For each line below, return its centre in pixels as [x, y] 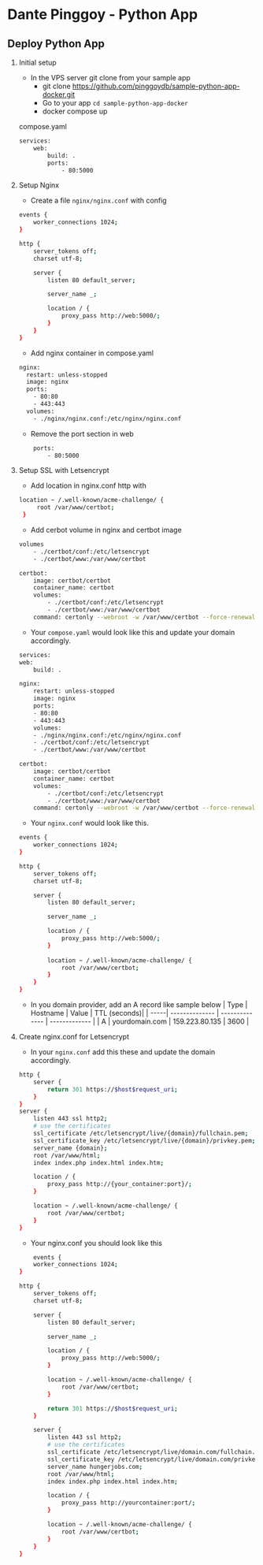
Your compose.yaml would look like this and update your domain [133, 632]
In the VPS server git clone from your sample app [110, 78]
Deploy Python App [56, 44]
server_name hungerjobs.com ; [95, 1466]
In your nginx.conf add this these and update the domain [123, 1052]
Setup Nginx [39, 185]
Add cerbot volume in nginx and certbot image [106, 530]
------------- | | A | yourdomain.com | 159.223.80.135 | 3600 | [149, 1021]
